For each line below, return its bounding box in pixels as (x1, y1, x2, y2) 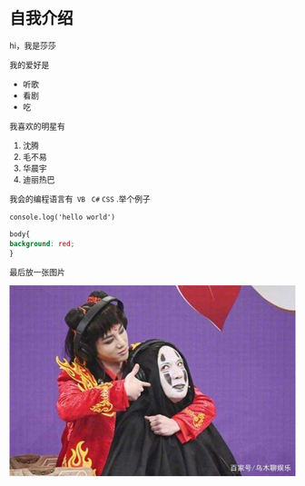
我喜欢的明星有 (9, 120, 65, 132)
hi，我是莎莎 (9, 40, 56, 51)
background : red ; (9, 239, 75, 248)
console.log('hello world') (9, 213, 116, 222)
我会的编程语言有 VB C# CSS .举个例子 (9, 193, 152, 204)
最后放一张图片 (9, 266, 65, 277)
